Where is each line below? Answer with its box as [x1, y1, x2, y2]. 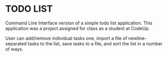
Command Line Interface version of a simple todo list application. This [5, 20, 153, 26]
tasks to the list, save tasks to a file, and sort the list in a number [28, 40, 163, 46]
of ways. [5, 46, 23, 52]
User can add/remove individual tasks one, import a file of [5, 35, 128, 41]
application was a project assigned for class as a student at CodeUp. [5, 25, 150, 31]
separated [5, 40, 27, 46]
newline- [128, 35, 147, 41]
